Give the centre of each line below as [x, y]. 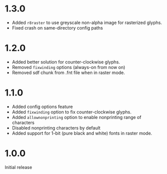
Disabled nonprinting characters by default [56, 127]
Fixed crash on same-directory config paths [57, 27]
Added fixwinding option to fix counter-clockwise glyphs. [71, 112]
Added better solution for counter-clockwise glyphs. [66, 62]
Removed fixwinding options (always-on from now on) [69, 67]
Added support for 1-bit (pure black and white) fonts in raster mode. [82, 133]
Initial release [18, 167]
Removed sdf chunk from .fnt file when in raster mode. [68, 72]
